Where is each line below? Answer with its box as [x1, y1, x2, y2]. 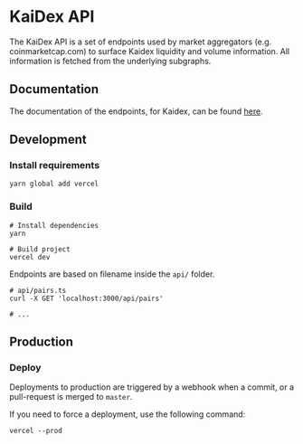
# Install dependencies [9, 221, 99, 230]
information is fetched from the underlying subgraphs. [9, 55, 212, 66]
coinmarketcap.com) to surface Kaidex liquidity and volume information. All [9, 45, 290, 56]
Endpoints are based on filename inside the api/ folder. [9, 269, 215, 279]
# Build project [9, 244, 71, 254]
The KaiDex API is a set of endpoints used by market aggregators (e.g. [9, 36, 272, 47]
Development [9, 132, 88, 147]
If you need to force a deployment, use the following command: [9, 409, 246, 420]
